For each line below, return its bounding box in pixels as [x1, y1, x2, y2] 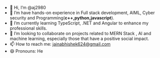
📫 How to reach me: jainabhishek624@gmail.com [9, 41, 111, 47]
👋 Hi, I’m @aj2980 [9, 5, 46, 10]
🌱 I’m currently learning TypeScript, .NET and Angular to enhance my [9, 20, 149, 26]
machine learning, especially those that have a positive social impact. [9, 36, 149, 41]
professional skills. [9, 25, 47, 31]
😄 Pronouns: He [9, 48, 43, 54]
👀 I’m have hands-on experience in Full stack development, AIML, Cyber [9, 10, 155, 16]
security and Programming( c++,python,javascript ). [9, 15, 115, 20]
